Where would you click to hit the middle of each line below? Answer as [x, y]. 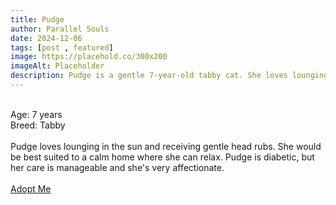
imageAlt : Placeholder [57, 66]
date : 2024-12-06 [46, 38]
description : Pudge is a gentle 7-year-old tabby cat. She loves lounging [169, 76]
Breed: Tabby [38, 125]
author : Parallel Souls [60, 29]
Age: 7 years [36, 114]
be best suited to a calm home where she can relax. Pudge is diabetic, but [162, 157]
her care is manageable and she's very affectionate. [117, 167]
